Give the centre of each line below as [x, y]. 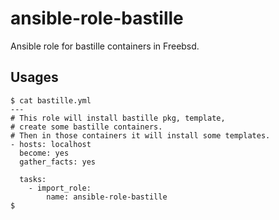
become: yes [44, 153]
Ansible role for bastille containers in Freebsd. [105, 46]
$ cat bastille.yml [51, 100]
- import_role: [60, 188]
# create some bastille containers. [86, 127]
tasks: [33, 179]
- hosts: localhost [51, 144]
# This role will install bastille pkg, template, [118, 118]
